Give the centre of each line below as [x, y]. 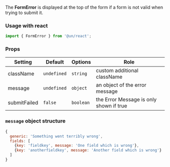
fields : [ [20, 141]
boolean [81, 103]
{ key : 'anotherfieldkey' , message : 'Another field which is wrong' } [88, 150]
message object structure [35, 121]
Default [55, 62]
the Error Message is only [126, 99]
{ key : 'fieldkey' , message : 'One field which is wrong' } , [77, 146]
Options [81, 62]
